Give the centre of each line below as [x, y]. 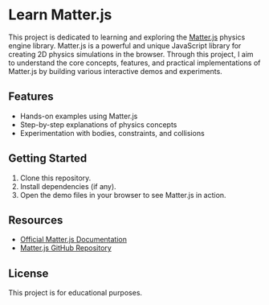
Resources [36, 220]
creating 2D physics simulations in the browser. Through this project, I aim [131, 54]
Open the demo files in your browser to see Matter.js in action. [123, 195]
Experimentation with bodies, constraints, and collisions [112, 133]
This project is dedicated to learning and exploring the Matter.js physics [127, 37]
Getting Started [48, 159]
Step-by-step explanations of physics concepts [98, 124]
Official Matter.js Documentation [73, 240]
